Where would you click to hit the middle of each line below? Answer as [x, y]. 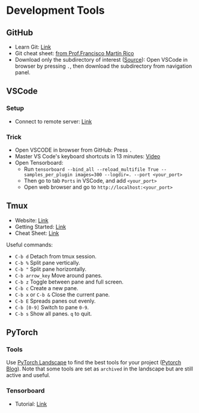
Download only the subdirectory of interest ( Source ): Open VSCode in [101, 60]
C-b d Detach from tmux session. [56, 256]
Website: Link [32, 220]
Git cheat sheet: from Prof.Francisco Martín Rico [74, 53]
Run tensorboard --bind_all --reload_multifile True [91, 169]
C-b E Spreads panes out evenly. [55, 301]
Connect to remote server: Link [53, 121]
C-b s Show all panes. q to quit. [53, 313]
